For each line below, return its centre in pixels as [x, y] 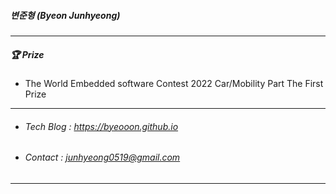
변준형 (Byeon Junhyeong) [65, 15]
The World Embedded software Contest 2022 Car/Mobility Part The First [174, 83]
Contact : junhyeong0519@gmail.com [102, 157]
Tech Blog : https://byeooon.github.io [101, 126]
